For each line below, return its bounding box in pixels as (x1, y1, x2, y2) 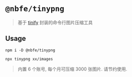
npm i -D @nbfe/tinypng (5, 47, 56, 53)
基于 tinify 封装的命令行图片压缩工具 (17, 19, 93, 25)
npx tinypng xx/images (5, 56, 53, 61)
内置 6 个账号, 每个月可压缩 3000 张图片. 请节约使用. (17, 66, 127, 72)
